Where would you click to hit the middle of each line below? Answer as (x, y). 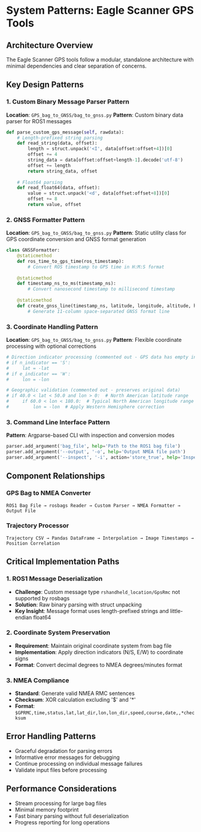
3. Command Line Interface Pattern (58, 422)
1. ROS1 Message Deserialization (54, 579)
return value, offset (55, 205)
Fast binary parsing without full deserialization (72, 816)
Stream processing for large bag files (60, 803)
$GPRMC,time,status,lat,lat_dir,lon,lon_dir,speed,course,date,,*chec (105, 713)
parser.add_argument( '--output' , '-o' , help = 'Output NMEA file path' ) (96, 452)
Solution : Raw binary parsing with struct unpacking (78, 605)
